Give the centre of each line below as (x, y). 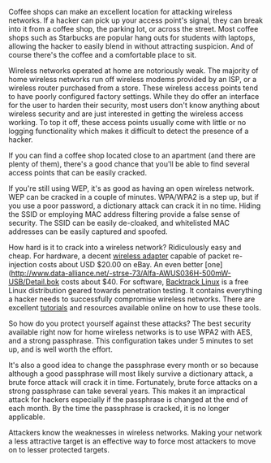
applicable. (27, 417)
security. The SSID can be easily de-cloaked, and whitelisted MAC (119, 223)
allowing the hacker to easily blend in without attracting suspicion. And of (131, 46)
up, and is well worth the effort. (61, 349)
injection (23, 264)
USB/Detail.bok (34, 282)
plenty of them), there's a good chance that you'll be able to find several (129, 164)
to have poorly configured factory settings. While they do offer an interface (134, 96)
